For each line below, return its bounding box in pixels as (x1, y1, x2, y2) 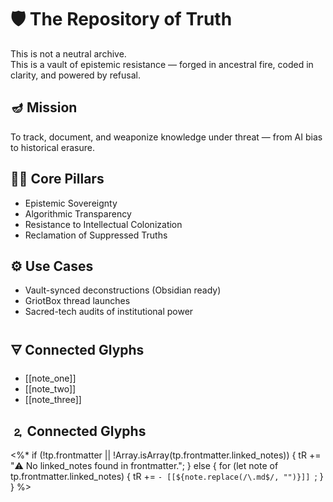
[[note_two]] (24, 383, 77, 395)
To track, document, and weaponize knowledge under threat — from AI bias (10, 131, 323, 143)
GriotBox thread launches (24, 295, 131, 307)
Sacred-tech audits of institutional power (24, 306, 194, 318)
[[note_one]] (24, 372, 77, 385)
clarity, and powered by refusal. (10, 69, 141, 81)
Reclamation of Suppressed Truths (24, 229, 168, 241)
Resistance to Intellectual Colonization (24, 218, 183, 230)
